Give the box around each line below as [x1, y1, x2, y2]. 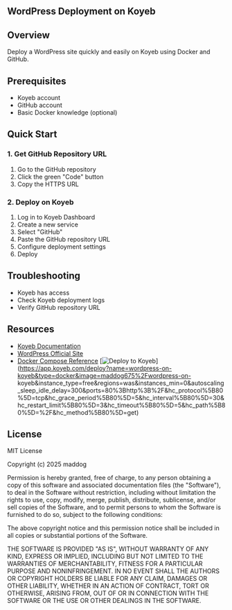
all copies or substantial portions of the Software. [7, 531, 148, 540]
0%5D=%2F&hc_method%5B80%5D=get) [17, 408, 139, 416]
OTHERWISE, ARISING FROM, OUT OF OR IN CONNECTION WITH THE [7, 589, 209, 597]
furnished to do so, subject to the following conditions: [7, 511, 163, 519]
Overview [7, 29, 51, 41]
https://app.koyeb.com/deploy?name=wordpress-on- [19, 364, 172, 372]
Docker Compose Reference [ [17, 356, 102, 365]
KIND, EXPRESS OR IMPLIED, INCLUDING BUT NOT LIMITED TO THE [7, 552, 204, 561]
